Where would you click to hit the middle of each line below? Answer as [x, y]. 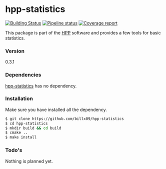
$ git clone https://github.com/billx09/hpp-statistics [64, 118]
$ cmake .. [16, 133]
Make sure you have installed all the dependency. [56, 109]
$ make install [21, 137]
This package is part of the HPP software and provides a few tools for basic [83, 32]
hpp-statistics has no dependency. [41, 85]
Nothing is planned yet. [29, 161]
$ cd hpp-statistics [27, 123]
